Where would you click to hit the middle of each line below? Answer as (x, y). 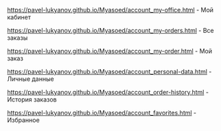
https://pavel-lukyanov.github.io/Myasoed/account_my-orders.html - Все (110, 31)
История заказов (32, 99)
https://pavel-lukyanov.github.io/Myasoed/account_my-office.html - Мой (110, 10)
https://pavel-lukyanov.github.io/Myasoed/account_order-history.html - (108, 92)
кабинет (19, 17)
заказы (18, 38)
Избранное (23, 120)
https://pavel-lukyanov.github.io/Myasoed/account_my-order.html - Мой (110, 51)
